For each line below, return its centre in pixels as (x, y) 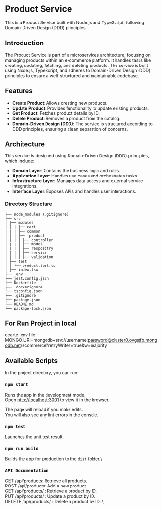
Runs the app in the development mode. (45, 395)
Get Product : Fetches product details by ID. (56, 113)
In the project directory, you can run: (42, 373)
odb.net (13, 345)
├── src (13, 219)
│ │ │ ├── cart (21, 227)
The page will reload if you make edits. (44, 409)
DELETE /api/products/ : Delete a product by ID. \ (54, 502)
